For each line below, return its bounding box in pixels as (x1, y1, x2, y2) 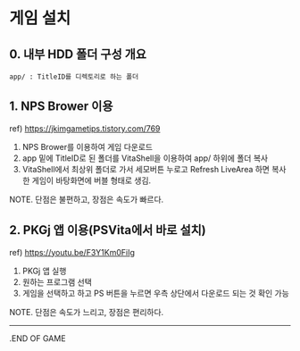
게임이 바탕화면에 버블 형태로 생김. (31, 175, 152, 186)
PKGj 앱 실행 (21, 265, 67, 276)
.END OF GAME (9, 332, 66, 344)
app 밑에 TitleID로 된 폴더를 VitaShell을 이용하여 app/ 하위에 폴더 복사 (21, 153, 269, 163)
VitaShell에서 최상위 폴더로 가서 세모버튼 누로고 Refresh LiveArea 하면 (21, 163, 271, 174)
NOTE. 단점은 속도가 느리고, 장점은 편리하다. (9, 306, 164, 317)
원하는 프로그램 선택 (21, 276, 92, 287)
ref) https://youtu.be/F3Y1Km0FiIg (9, 247, 136, 257)
